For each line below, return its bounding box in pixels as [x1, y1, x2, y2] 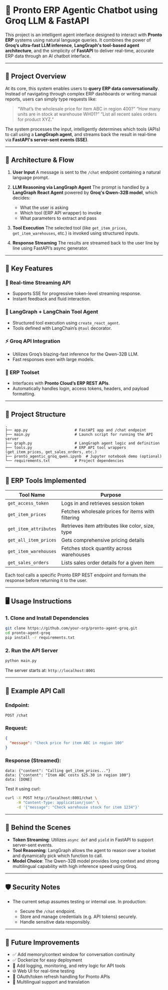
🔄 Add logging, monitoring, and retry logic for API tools [12, 962, 125, 969]
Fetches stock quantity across [61, 544, 132, 551]
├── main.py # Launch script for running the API [5, 432, 153, 437]
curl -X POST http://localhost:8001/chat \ [5, 795, 97, 800]
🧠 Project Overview [5, 72, 66, 80]
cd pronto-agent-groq [5, 630, 50, 635]
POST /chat [5, 712, 28, 718]
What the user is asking [19, 204, 68, 210]
